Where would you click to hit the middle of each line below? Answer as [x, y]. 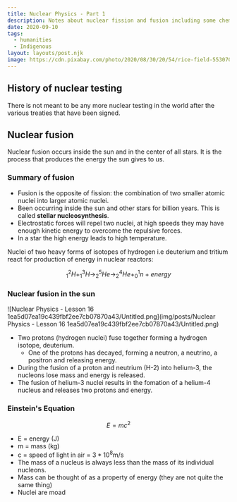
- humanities [33, 40]
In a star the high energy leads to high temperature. [92, 238]
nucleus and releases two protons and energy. [85, 390]
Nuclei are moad [41, 492]
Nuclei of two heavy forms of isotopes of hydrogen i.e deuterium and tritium [118, 252]
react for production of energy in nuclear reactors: [80, 259]
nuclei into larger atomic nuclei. [63, 200]
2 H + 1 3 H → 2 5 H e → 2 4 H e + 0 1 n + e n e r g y [120, 274]
